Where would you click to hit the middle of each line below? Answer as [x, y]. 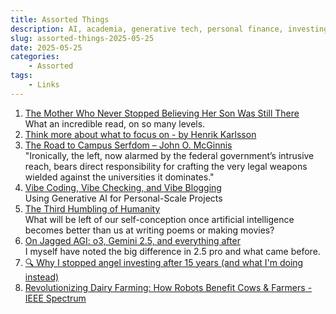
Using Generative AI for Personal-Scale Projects [123, 198]
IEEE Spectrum [55, 298]
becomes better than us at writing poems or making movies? [149, 230]
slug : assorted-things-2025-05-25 [82, 38]
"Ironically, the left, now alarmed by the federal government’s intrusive [169, 155]
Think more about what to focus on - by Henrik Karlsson [140, 134]
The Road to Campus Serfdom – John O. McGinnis [128, 145]
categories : [35, 57]
